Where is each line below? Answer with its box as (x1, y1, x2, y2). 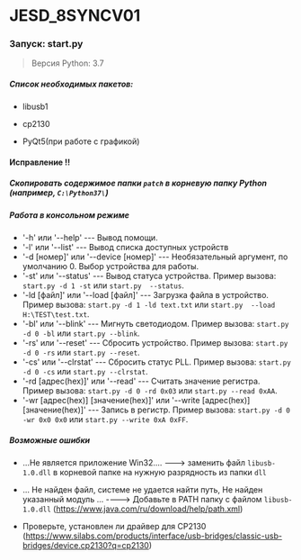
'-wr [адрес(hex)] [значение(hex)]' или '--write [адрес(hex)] (22, 395, 251, 406)
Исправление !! (9, 157, 70, 167)
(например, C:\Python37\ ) (9, 186, 110, 198)
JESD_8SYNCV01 (9, 5, 141, 26)
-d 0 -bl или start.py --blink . (22, 328, 141, 339)
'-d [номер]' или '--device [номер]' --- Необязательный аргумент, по (22, 251, 288, 262)
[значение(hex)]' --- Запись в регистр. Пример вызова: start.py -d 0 (22, 404, 290, 415)
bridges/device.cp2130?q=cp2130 (22, 540, 150, 551)
